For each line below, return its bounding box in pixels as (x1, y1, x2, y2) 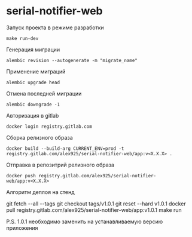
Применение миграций (6, 67, 66, 75)
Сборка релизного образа (6, 134, 73, 141)
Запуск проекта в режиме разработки (6, 24, 105, 31)
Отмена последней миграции (6, 90, 82, 97)
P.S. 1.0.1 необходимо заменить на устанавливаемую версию (6, 218, 163, 225)
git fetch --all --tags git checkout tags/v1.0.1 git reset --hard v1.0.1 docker (6, 200, 187, 207)
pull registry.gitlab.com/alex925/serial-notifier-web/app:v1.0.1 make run (6, 206, 182, 213)
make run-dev (6, 35, 39, 41)
